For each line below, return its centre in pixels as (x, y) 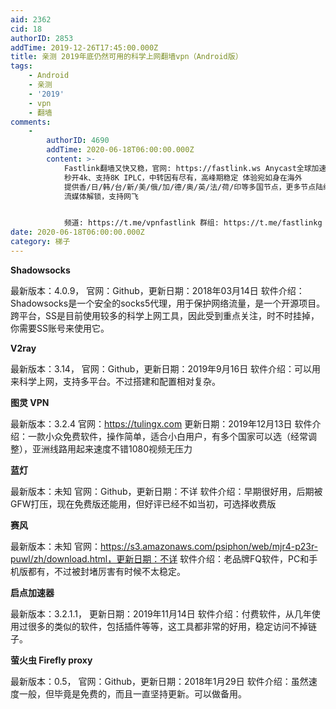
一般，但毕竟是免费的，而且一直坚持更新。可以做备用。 (132, 693)
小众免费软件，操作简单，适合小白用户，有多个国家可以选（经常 (176, 436)
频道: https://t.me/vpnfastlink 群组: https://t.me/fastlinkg (193, 223)
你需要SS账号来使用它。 (60, 328)
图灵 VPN (30, 402)
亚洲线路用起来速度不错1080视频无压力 (112, 448)
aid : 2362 (31, 19)
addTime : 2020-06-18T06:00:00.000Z (120, 150)
